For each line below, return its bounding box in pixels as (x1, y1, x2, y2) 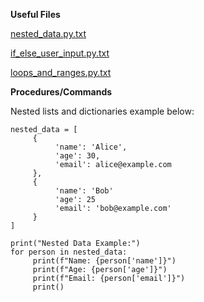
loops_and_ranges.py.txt (10, 67, 112, 78)
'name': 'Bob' (54, 186, 114, 196)
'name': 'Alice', (54, 142, 128, 152)
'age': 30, (54, 151, 101, 161)
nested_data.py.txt (10, 28, 87, 39)
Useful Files (10, 9, 61, 20)
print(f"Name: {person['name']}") (32, 256, 177, 266)
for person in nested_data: (10, 247, 128, 257)
